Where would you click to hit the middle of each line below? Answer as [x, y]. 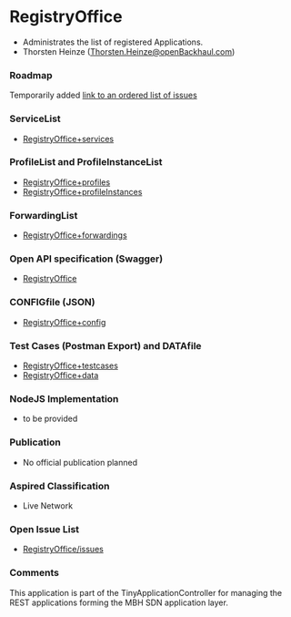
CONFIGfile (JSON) [52, 303]
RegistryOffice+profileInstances [82, 191]
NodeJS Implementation [64, 398]
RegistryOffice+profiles [66, 182]
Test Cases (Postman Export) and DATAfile [105, 345]
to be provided [50, 419]
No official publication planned [80, 462]
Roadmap [31, 75]
